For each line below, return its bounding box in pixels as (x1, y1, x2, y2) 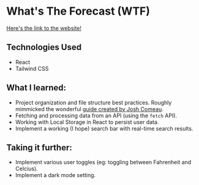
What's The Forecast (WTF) (6, 4, 151, 18)
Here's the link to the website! (6, 24, 81, 32)
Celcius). (15, 165, 38, 172)
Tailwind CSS (15, 65, 49, 72)
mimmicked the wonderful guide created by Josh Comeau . (15, 105, 163, 112)
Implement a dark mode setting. (15, 172, 96, 179)
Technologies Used (6, 42, 81, 53)
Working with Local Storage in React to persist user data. (15, 118, 159, 126)
